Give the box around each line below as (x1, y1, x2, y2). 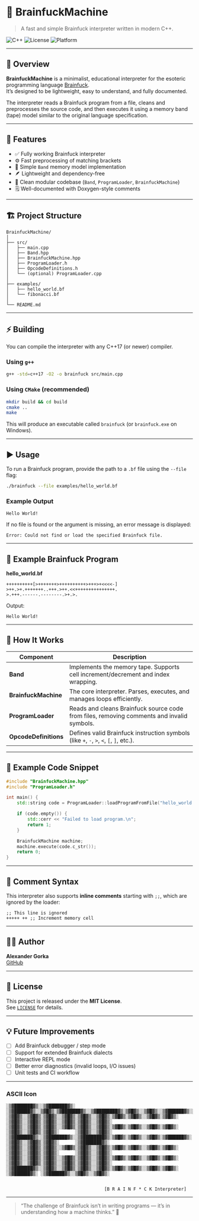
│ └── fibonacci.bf (6, 292, 60, 298)
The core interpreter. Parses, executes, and (69, 687, 190, 696)
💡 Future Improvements (6, 1026, 95, 1037)
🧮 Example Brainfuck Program (6, 554, 118, 564)
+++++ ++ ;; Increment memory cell (6, 916, 94, 922)
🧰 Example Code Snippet (6, 763, 99, 773)
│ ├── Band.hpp (6, 250, 49, 256)
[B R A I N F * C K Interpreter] (104, 1186, 187, 1193)
